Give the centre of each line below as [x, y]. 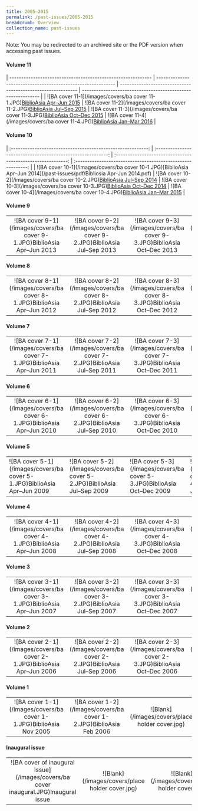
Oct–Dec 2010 [157, 430]
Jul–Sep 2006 [97, 672]
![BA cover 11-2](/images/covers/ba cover [135, 103]
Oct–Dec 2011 [157, 371]
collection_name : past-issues [43, 28]
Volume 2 [18, 627]
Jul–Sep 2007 [97, 611]
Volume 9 [18, 206]
